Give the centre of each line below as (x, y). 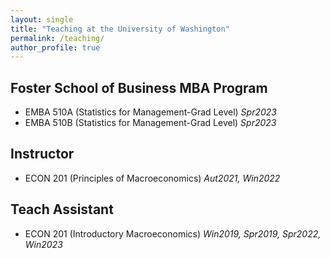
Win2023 (43, 244)
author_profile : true (55, 47)
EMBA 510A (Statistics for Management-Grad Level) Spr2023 (150, 112)
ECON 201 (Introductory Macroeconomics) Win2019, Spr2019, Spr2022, (173, 233)
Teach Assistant (62, 209)
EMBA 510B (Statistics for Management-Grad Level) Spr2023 (150, 123)
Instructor (42, 154)
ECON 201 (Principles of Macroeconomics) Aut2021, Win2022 (152, 178)
